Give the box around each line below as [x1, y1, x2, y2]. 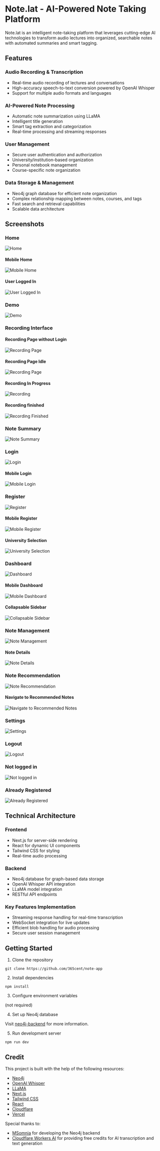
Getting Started [5, 944, 53, 952]
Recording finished [5, 402, 44, 408]
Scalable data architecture [12, 206, 65, 212]
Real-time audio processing [12, 853, 67, 858]
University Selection [5, 537, 47, 543]
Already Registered [5, 787, 52, 793]
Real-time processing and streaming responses [12, 129, 107, 134]
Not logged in [5, 763, 38, 770]
